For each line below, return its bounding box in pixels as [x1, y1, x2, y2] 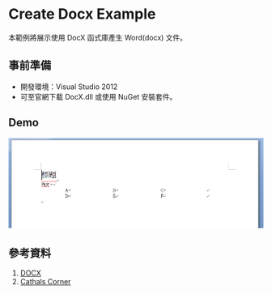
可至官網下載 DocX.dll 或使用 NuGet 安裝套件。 [19, 92, 177, 101]
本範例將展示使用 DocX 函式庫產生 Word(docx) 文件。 [8, 32, 188, 42]
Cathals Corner [19, 277, 71, 287]
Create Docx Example [8, 5, 156, 23]
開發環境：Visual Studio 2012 [19, 82, 118, 92]
